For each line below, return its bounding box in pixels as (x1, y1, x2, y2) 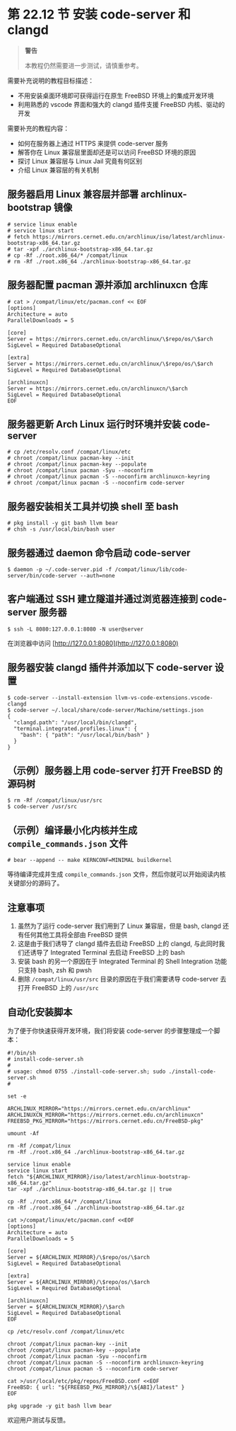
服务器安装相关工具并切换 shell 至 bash (7, 500, 179, 512)
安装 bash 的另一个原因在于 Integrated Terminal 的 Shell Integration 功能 (17, 957, 228, 966)
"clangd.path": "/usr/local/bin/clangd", (13, 719, 138, 726)
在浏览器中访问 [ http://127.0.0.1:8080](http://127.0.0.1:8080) (7, 638, 179, 648)
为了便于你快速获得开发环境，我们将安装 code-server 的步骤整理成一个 (7, 1026, 214, 1035)
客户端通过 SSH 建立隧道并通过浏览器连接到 (7, 593, 199, 605)
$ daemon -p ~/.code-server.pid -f (7, 566, 112, 573)
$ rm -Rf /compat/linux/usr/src (7, 797, 102, 804)
